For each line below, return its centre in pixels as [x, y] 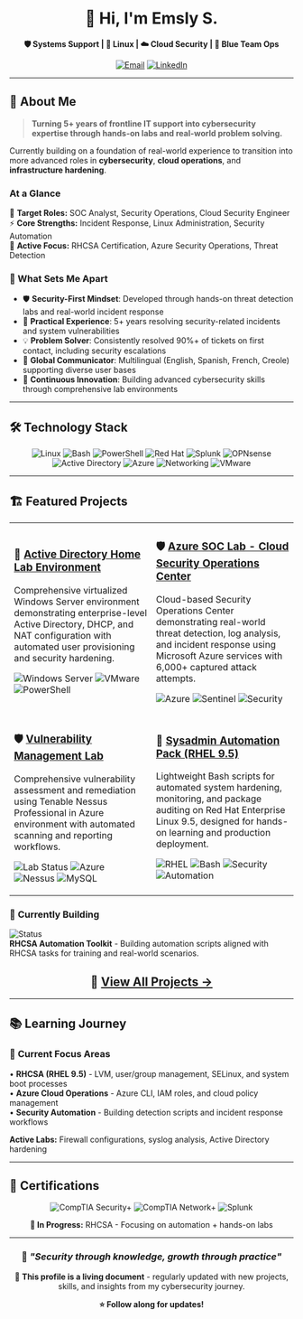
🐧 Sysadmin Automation [218, 741]
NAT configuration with [63, 635]
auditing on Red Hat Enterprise [221, 810]
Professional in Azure [59, 812]
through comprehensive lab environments [100, 389]
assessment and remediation [75, 790]
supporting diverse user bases [79, 370]
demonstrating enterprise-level [80, 613]
